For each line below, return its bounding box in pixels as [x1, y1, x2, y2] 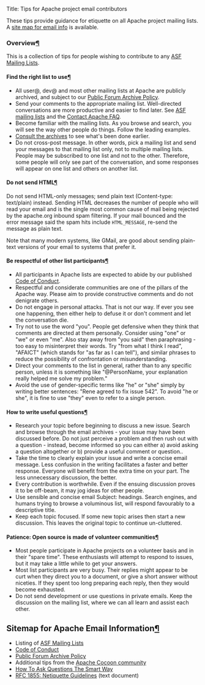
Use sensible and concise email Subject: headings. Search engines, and [15, 494, 197, 501]
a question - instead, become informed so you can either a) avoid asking [15, 442, 199, 449]
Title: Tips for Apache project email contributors [6, 6, 127, 12]
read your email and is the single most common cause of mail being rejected [6, 205, 199, 213]
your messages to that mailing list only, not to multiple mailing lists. [15, 145, 184, 152]
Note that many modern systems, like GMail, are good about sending [6, 237, 179, 244]
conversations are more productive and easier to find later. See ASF [15, 106, 187, 114]
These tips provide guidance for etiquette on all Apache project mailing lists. [6, 17, 199, 24]
